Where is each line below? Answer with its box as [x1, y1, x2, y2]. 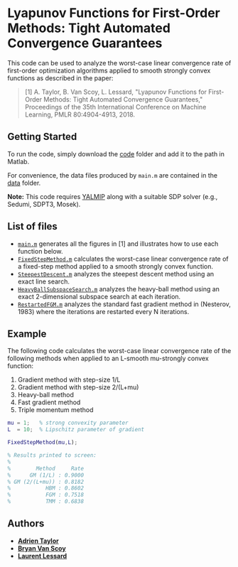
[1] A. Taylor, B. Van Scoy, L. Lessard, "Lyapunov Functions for [24, 87, 207, 96]
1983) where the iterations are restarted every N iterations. [17, 307, 190, 315]
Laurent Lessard [17, 551, 67, 560]
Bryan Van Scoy [17, 544, 66, 552]
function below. [17, 247, 63, 255]
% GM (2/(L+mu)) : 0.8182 [7, 478, 84, 485]
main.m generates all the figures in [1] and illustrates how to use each [17, 239, 219, 248]
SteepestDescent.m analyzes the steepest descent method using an [17, 269, 215, 278]
